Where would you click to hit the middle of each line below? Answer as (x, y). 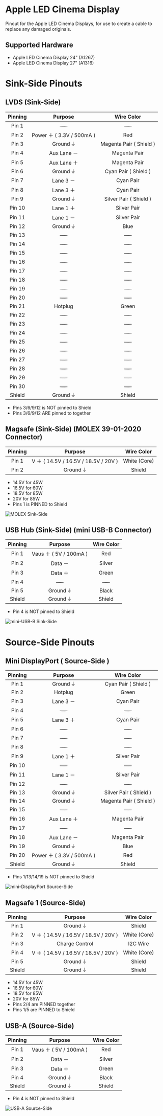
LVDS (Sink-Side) (33, 103)
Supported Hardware (39, 45)
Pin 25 (17, 341)
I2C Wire (139, 944)
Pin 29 (17, 377)
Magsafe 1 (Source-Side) (45, 903)
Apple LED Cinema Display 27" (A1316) (53, 63)
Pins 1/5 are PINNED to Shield (44, 1010)
